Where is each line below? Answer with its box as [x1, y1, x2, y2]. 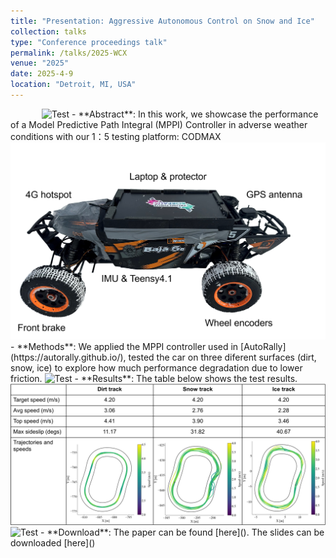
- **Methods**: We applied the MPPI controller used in [10, 341, 239, 353]
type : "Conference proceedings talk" [10, 37, 168, 47]
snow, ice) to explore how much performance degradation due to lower [10, 362, 303, 374]
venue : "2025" [10, 58, 70, 69]
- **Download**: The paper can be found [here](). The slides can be [40, 526, 325, 538]
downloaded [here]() [10, 536, 96, 549]
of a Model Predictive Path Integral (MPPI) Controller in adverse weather [10, 118, 308, 130]
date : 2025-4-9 [10, 69, 74, 79]
